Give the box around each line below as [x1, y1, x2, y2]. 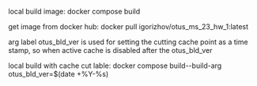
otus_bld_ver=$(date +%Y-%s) [8, 69, 109, 78]
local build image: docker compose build [8, 7, 141, 16]
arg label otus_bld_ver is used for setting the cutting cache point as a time [8, 37, 248, 47]
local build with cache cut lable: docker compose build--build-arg [8, 61, 222, 70]
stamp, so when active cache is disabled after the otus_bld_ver [8, 46, 213, 54]
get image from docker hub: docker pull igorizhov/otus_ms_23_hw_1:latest [8, 22, 249, 31]
